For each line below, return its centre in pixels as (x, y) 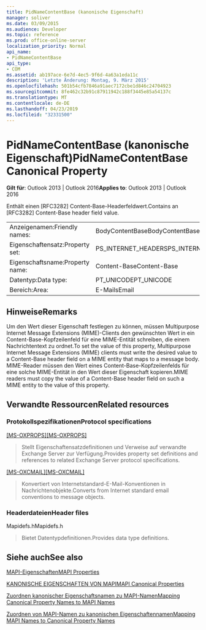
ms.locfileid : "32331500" (39, 115)
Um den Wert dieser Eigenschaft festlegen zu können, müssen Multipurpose (103, 327)
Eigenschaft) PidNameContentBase (97, 158)
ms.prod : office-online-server (46, 40)
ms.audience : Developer (37, 29)
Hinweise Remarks (42, 312)
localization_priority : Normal (46, 47)
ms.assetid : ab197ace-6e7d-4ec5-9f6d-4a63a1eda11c (72, 75)
